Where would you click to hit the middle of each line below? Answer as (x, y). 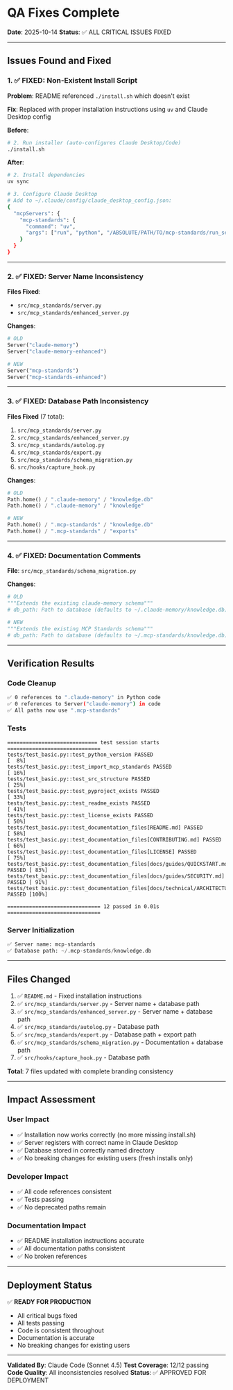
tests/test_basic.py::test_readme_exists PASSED (79, 803)
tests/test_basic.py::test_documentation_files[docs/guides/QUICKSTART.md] (119, 864)
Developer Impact (38, 1176)
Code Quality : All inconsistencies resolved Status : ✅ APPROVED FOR (107, 1373)
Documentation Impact (47, 1225)
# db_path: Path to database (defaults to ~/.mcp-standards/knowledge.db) (118, 635)
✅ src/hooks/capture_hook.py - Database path (84, 1057)
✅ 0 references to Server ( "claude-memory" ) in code (84, 704)
